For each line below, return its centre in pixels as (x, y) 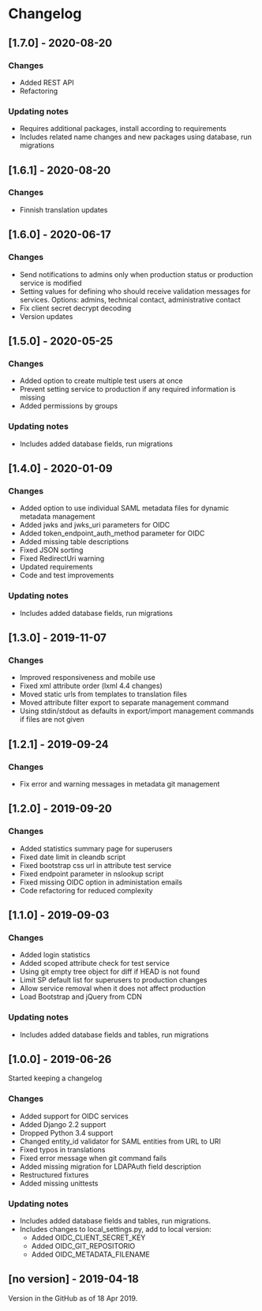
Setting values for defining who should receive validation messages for (135, 291)
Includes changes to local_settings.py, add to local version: (115, 1229)
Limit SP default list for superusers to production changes (113, 980)
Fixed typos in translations (62, 1149)
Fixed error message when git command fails (93, 1158)
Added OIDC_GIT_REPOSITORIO (83, 1245)
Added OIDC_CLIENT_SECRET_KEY (88, 1238)
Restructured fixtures (54, 1174)
